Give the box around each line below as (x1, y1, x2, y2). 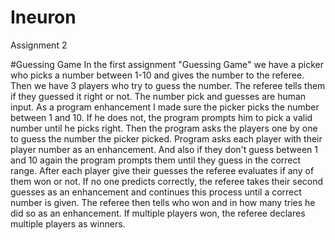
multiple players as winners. (10, 217, 126, 230)
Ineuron (10, 6, 77, 29)
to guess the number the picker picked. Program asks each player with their (10, 132, 323, 145)
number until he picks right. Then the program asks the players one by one (10, 122, 318, 134)
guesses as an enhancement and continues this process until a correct (10, 186, 302, 198)
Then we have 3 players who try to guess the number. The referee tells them (10, 79, 326, 91)
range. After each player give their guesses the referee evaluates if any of (10, 164, 315, 176)
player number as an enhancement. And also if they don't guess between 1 (10, 143, 318, 155)
